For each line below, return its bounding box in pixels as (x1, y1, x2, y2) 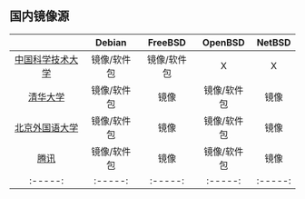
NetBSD (256, 35, 291, 48)
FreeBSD (148, 35, 186, 48)
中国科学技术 (14, 53, 70, 65)
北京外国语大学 (14, 121, 79, 134)
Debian (94, 35, 127, 48)
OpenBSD (202, 35, 245, 48)
